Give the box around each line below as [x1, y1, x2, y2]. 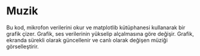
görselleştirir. [6, 43, 39, 50]
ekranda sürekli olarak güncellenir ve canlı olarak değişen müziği [6, 36, 168, 43]
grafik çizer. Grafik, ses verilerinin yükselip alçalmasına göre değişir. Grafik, [6, 30, 194, 37]
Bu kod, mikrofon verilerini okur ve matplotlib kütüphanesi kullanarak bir [6, 24, 185, 31]
